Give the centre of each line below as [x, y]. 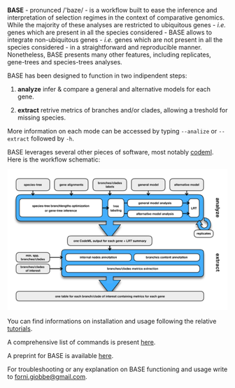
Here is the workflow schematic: [54, 159]
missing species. [42, 117]
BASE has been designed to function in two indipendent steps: [97, 76]
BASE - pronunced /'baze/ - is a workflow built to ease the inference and [112, 10]
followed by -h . [53, 138]
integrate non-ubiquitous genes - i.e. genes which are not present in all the [115, 40]
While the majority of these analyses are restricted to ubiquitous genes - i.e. [116, 25]
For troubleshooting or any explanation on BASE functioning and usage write [117, 369]
